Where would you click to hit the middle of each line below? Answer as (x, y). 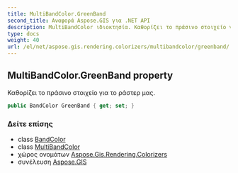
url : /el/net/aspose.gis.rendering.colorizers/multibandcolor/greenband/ (119, 47)
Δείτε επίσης (30, 123)
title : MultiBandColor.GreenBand (57, 14)
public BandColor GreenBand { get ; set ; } (71, 106)
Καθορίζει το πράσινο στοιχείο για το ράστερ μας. (81, 92)
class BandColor (41, 139)
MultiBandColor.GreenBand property (90, 76)
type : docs (23, 34)
